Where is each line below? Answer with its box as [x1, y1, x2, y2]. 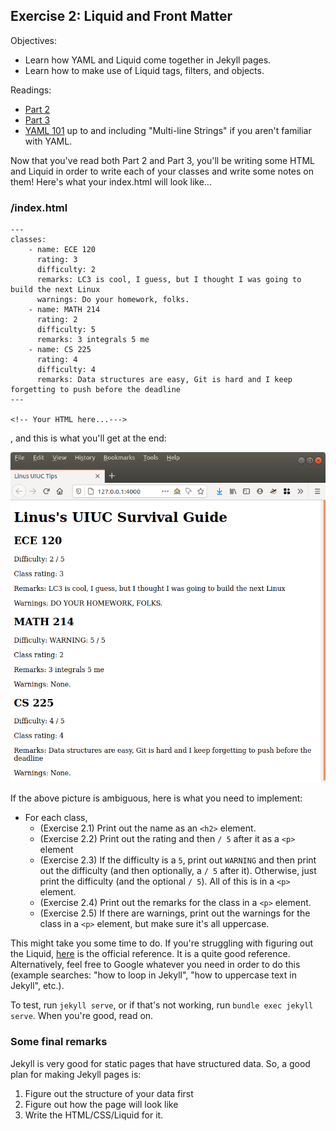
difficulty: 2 [36, 265, 97, 275]
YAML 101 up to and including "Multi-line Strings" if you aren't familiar [24, 124, 312, 136]
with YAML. [24, 135, 73, 147]
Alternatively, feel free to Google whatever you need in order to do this [10, 959, 301, 971]
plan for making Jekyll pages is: [10, 1068, 142, 1080]
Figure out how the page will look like [24, 1098, 179, 1110]
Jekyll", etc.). [10, 980, 65, 992]
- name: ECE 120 [28, 245, 97, 255]
